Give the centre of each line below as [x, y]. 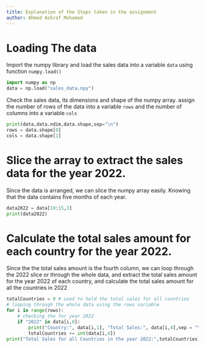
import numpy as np [31, 83]
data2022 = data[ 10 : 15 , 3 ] [39, 208]
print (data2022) [27, 214]
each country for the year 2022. [89, 251]
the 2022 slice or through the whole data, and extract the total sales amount [102, 275]
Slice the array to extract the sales [95, 161]
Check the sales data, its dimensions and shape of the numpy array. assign [101, 100]
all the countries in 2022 [37, 288]
